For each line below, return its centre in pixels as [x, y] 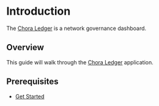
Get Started [30, 96]
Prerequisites [32, 82]
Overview [25, 47]
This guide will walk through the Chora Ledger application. [80, 62]
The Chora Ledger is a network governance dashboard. [76, 28]
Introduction [39, 11]
